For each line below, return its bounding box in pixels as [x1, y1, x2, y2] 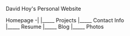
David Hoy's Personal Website [5, 5, 81, 12]
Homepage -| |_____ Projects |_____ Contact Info [5, 17, 125, 23]
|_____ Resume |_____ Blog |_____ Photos [5, 23, 104, 30]
